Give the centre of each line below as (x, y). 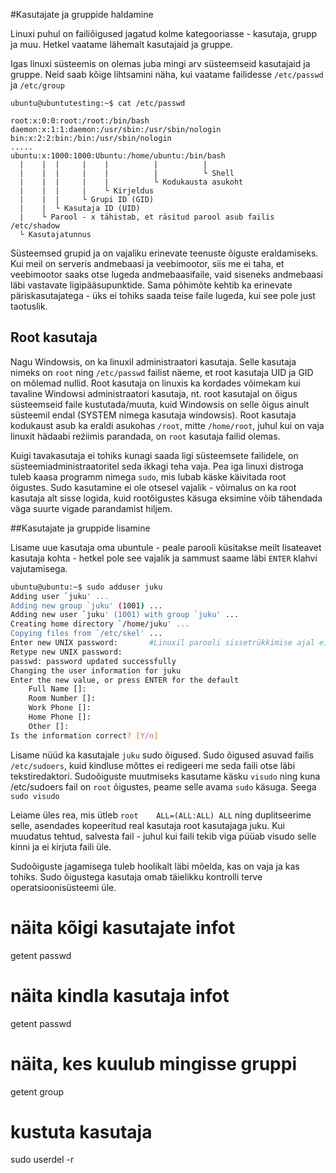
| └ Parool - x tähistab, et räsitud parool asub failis (147, 217)
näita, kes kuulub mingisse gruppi (153, 1063)
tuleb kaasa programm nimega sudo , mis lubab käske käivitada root (148, 476)
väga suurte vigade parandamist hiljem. (91, 508)
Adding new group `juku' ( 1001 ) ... (86, 605)
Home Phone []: (60, 717)
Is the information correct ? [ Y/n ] (84, 735)
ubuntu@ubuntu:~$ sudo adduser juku (86, 587)
